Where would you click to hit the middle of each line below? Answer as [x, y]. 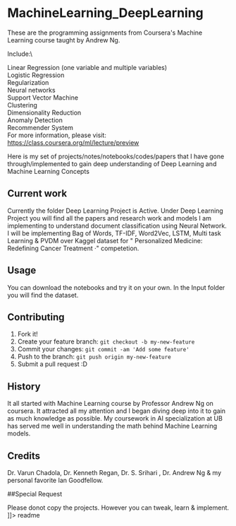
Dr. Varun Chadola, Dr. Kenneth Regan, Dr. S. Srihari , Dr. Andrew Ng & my [114, 473]
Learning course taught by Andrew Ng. [64, 40]
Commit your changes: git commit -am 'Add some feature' [104, 349]
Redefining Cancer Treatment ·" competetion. [73, 248]
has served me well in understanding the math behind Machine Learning [112, 426]
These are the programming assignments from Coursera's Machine [105, 33]
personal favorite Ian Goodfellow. [55, 480]
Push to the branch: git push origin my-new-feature [94, 357]
